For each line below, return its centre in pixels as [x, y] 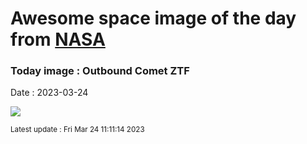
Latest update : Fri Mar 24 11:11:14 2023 [77, 130]
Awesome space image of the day [153, 18]
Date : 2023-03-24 [49, 93]
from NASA [58, 39]
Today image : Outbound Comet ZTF [100, 71]
